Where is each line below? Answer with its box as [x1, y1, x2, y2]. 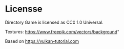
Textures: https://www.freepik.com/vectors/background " [5, 29, 120, 34]
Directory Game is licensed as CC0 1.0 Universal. [5, 19, 103, 25]
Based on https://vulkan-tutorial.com [5, 38, 79, 44]
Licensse [5, 3, 43, 15]
